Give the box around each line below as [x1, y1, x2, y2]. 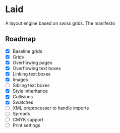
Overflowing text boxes [12, 65, 62, 71]
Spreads [12, 111, 30, 117]
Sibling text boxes [12, 82, 50, 89]
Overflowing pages [12, 59, 52, 65]
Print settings [12, 122, 40, 128]
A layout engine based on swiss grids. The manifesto [5, 20, 115, 26]
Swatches [12, 99, 34, 105]
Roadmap [5, 35, 36, 43]
